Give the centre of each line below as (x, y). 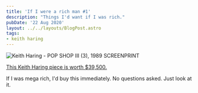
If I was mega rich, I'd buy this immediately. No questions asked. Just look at (99, 78)
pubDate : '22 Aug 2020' (35, 22)
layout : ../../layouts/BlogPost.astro (54, 28)
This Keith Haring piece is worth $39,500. (57, 67)
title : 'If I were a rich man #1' (49, 11)
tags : (13, 34)
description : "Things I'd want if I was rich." (66, 17)
